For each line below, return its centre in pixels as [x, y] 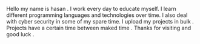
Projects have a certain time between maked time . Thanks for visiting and [99, 28]
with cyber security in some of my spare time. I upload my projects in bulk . [100, 21]
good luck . [20, 34]
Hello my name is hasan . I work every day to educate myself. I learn [92, 9]
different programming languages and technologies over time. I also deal [97, 15]
